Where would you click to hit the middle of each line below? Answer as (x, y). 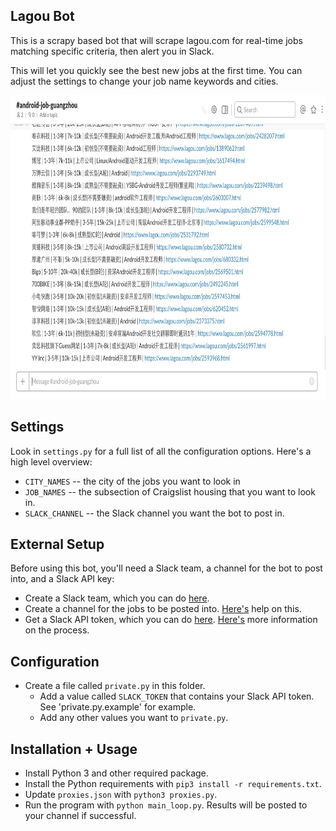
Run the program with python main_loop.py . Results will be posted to (166, 805)
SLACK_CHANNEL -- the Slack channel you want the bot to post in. (154, 513)
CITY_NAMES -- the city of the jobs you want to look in (132, 481)
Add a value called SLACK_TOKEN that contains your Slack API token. (177, 696)
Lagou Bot (42, 16)
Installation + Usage (74, 749)
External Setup (57, 544)
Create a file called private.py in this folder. (115, 686)
